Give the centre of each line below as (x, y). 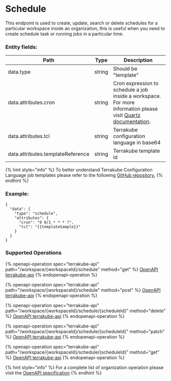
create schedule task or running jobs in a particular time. (64, 34)
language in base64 (137, 143)
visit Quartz (127, 115)
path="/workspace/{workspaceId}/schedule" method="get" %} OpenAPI (82, 269)
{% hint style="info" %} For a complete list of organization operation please (84, 367)
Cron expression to (136, 84)
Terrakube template (136, 151)
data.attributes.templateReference (49, 154)
